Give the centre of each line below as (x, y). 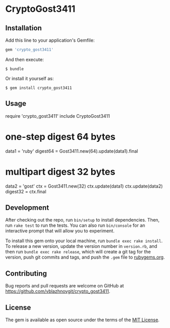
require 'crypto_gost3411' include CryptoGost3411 (58, 116)
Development (27, 207)
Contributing (26, 273)
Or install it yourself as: (29, 78)
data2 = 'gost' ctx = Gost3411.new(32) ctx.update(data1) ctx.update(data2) (84, 186)
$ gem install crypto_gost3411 (39, 88)
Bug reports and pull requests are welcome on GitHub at (65, 286)
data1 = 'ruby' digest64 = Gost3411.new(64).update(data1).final (72, 151)
